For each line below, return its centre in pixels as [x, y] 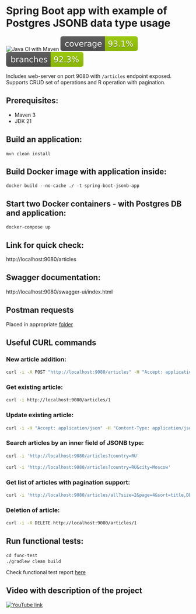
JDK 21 [23, 121]
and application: [36, 213]
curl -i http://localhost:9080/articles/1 [58, 400]
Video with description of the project [74, 591]
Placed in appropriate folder [40, 324]
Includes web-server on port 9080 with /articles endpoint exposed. [89, 76]
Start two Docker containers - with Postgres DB [94, 204]
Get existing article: [34, 387]
